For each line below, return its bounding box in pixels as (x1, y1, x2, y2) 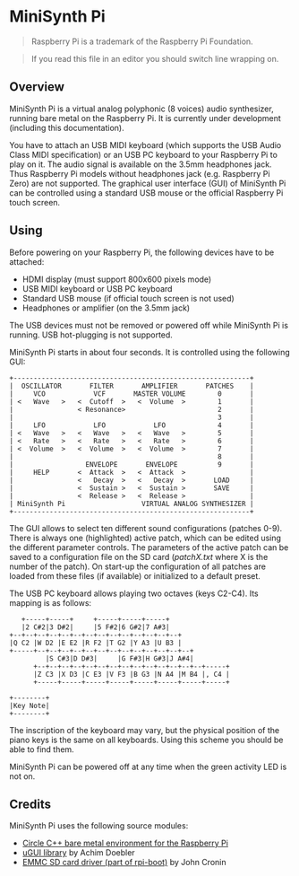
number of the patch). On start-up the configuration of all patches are (9, 561, 267, 572)
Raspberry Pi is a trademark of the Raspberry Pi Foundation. (30, 36, 253, 47)
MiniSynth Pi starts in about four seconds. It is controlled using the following (9, 346, 291, 357)
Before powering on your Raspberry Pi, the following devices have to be (9, 247, 275, 258)
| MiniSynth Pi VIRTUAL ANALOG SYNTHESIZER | (9, 499, 254, 508)
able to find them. (9, 743, 74, 755)
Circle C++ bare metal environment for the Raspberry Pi (21, 837, 228, 849)
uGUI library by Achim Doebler (21, 847, 136, 858)
